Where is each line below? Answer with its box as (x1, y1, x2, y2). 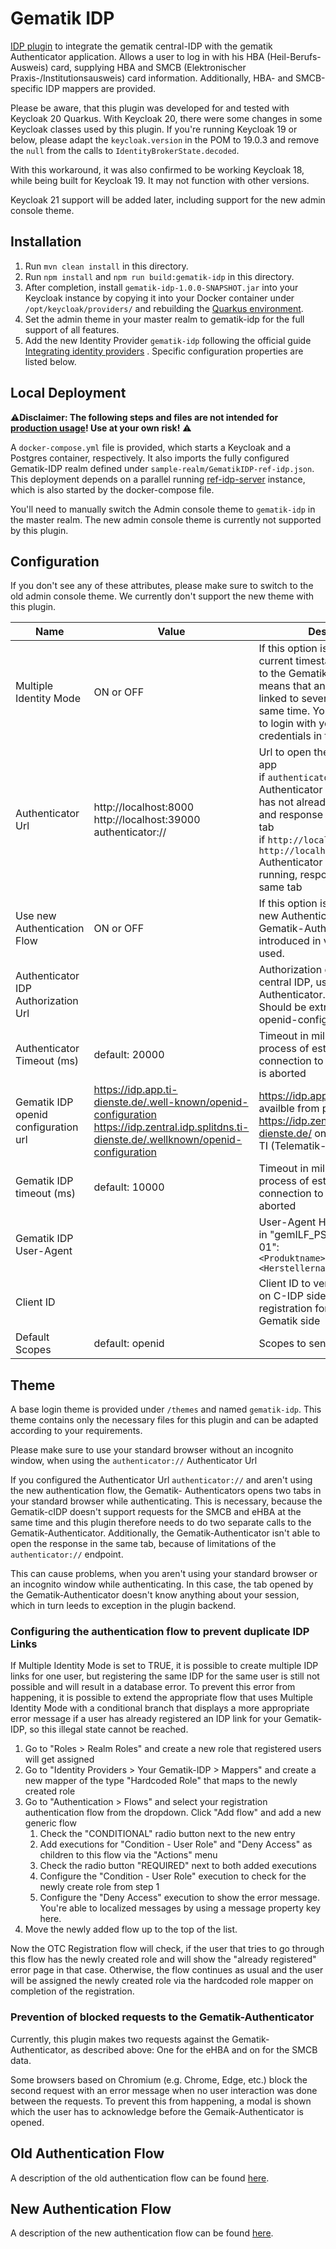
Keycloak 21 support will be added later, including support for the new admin (10, 193, 326, 206)
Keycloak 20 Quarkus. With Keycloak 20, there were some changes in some (10, 112, 323, 124)
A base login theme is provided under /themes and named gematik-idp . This (10, 1403, 322, 1416)
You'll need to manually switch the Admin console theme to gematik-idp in (10, 503, 316, 515)
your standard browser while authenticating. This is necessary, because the (10, 1495, 323, 1507)
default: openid (93, 1337, 165, 1351)
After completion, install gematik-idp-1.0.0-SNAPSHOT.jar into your (24, 281, 299, 293)
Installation (10, 233, 82, 251)
